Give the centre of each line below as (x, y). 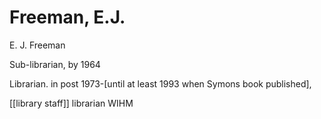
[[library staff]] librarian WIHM (71, 103)
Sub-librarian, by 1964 (55, 64)
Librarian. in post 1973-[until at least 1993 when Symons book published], (160, 83)
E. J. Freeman (37, 45)
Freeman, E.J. (67, 17)
